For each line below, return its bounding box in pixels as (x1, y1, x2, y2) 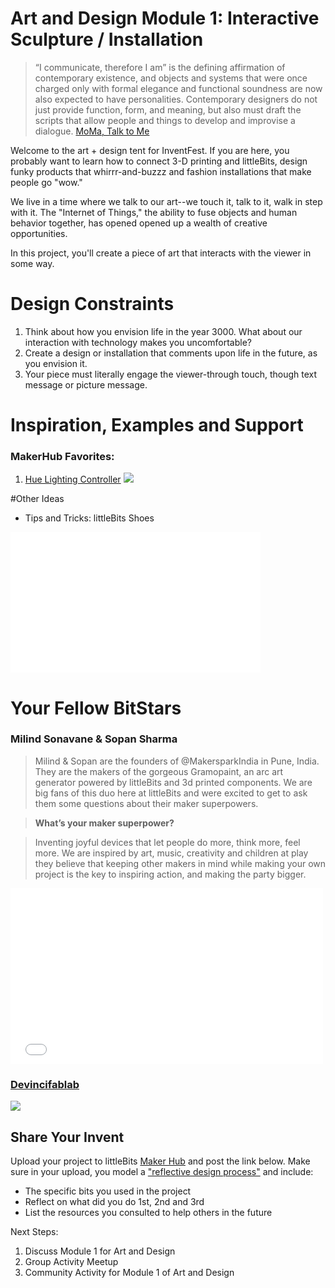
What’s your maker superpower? (34, 817, 175, 829)
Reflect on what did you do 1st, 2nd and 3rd (24, 1195, 205, 1207)
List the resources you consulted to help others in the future (24, 1206, 273, 1218)
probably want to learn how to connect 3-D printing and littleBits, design (10, 155, 308, 167)
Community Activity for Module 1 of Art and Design (24, 1266, 235, 1278)
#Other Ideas (10, 493, 65, 505)
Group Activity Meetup (24, 1255, 119, 1267)
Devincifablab (10, 1077, 80, 1091)
